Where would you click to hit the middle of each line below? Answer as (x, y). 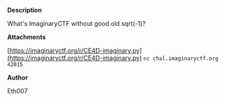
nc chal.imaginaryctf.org (181, 59)
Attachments (27, 37)
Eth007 (17, 91)
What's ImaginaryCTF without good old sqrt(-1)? (77, 23)
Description (25, 10)
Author (18, 77)
